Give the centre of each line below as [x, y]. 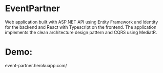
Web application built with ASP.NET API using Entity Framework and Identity [81, 22]
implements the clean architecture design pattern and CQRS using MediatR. [81, 32]
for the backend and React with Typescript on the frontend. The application [81, 27]
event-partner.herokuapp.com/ [36, 65]
